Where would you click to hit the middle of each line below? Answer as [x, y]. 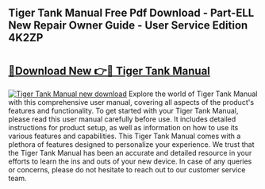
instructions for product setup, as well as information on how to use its [123, 127]
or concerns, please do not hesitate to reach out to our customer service [127, 170]
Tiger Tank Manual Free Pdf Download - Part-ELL [131, 13]
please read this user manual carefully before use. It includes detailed [122, 119]
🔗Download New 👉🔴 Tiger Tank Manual [109, 71]
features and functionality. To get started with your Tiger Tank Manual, [123, 111]
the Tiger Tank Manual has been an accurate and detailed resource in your [130, 153]
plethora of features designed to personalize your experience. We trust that [132, 145]
